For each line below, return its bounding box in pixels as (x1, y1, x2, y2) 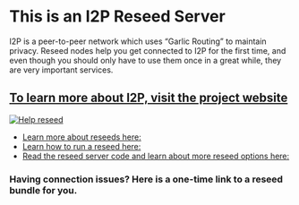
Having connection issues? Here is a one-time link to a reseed (9, 173, 284, 185)
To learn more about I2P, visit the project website (9, 90, 288, 106)
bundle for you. (9, 184, 78, 196)
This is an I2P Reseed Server (9, 6, 226, 27)
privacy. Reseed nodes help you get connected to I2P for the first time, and (9, 45, 286, 56)
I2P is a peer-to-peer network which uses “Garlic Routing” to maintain (9, 36, 267, 47)
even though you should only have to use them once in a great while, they (9, 55, 282, 65)
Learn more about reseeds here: (21, 132, 141, 142)
